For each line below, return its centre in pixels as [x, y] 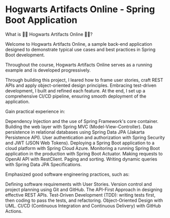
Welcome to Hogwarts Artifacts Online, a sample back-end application [79, 44]
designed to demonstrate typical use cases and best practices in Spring [80, 49]
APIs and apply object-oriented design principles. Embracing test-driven [81, 85]
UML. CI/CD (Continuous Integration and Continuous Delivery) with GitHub [83, 206]
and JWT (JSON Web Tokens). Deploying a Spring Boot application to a [80, 143]
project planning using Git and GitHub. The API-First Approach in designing [84, 190]
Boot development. [25, 55]
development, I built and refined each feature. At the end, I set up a [75, 90]
